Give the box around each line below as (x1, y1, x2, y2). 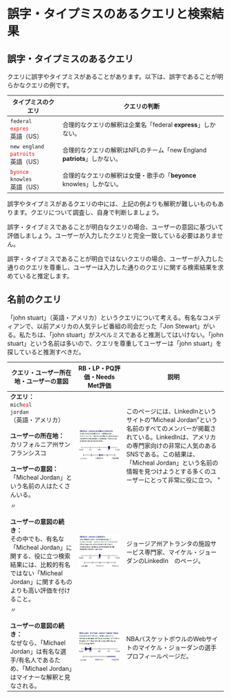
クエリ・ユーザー (11, 368, 60, 377)
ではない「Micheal (10, 568, 63, 577)
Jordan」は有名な (10, 647, 60, 655)
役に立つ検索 (34, 551, 71, 560)
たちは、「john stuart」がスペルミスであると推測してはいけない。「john (25, 331, 223, 339)
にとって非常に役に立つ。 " (144, 476, 221, 485)
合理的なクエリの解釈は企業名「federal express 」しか (62, 120, 216, 129)
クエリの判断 (123, 102, 160, 110)
